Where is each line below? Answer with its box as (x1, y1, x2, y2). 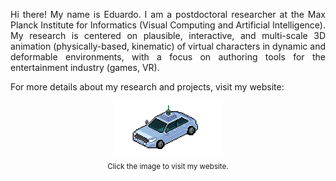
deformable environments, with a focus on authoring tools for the (10, 51, 326, 63)
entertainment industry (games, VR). (10, 62, 160, 73)
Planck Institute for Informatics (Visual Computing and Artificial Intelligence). (10, 19, 326, 31)
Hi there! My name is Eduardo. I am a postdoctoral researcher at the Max (10, 9, 326, 20)
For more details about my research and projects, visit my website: (10, 81, 285, 93)
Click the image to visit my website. (107, 161, 229, 171)
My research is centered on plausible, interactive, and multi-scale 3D (10, 30, 326, 41)
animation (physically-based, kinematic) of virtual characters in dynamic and (10, 40, 326, 52)
